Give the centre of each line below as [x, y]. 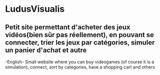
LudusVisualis [35, 9]
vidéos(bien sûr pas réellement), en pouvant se [80, 35]
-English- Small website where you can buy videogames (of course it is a [80, 62]
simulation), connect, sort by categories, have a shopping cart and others [80, 67]
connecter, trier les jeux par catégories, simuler [80, 42]
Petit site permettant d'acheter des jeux [68, 27]
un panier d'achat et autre [46, 50]
